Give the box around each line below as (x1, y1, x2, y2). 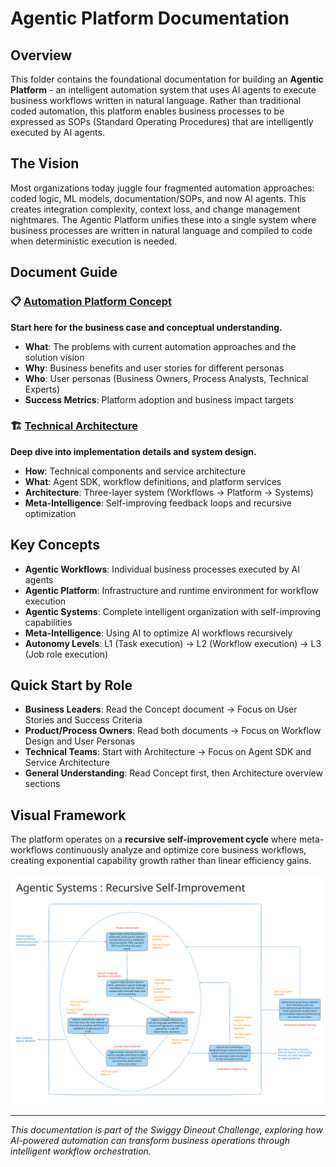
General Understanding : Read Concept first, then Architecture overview (24, 767, 323, 779)
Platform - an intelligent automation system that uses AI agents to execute (10, 84, 317, 96)
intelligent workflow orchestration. (10, 1145, 152, 1157)
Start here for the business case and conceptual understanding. (10, 321, 283, 333)
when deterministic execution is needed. (10, 235, 178, 247)
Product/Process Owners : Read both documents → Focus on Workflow (24, 725, 322, 737)
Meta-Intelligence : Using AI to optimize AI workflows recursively (24, 627, 293, 639)
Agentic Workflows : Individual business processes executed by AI (24, 563, 300, 575)
